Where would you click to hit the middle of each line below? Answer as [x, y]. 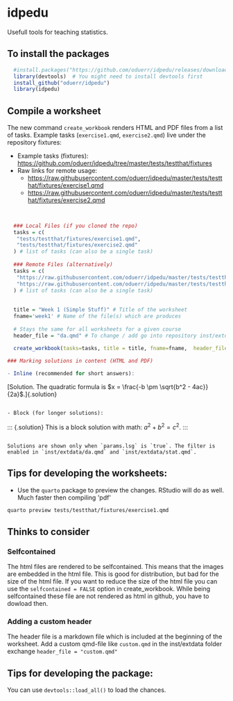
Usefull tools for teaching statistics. [58, 32]
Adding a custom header [50, 622]
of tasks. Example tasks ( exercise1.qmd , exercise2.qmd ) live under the [106, 135]
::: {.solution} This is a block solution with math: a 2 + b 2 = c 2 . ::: [98, 427]
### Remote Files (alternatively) [63, 265]
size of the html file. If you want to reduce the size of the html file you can [112, 582]
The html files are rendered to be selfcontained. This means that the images [115, 567]
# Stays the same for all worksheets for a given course [97, 329]
